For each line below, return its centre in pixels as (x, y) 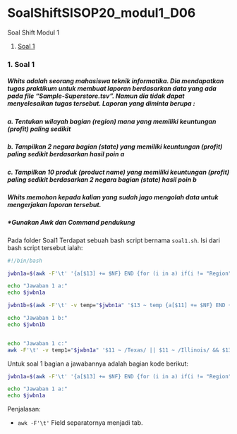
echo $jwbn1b (26, 324)
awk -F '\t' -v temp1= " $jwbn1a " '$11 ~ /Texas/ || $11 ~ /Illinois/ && (113, 350)
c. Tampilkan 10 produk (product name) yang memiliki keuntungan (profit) (119, 172)
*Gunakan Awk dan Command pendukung (71, 223)
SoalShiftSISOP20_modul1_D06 (102, 13)
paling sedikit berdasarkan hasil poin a (66, 154)
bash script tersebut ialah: (45, 247)
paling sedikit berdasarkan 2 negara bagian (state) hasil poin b (102, 179)
